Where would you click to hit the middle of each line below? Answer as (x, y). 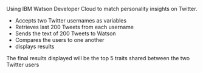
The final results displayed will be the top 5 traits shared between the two (98, 58)
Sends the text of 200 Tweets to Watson (66, 33)
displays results (35, 46)
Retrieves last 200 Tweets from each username (74, 27)
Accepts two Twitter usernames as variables (71, 20)
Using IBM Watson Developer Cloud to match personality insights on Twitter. (102, 9)
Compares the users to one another (60, 40)
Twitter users (23, 64)
